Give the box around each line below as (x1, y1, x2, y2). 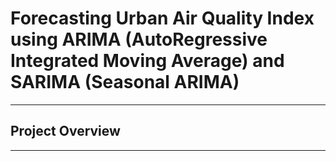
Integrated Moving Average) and (10, 50, 285, 72)
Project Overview (10, 123, 121, 140)
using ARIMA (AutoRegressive (10, 28, 268, 51)
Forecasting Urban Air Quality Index (10, 7, 315, 30)
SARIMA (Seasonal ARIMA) (10, 71, 240, 94)
